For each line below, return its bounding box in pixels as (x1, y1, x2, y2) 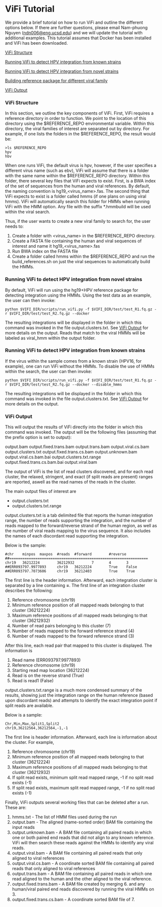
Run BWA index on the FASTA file (12, 249, 78, 254)
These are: (5, 805, 27, 810)
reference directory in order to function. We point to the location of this (5, 116, 147, 121)
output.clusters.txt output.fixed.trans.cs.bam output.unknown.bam (5, 449, 138, 455)
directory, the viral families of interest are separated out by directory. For (5, 126, 150, 132)
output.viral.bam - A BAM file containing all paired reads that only (12, 850, 143, 856)
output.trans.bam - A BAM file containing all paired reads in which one (12, 871, 152, 877)
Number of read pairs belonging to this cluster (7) (12, 623, 111, 629)
